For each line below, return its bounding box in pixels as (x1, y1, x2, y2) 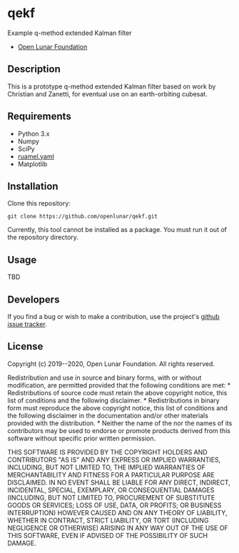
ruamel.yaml (17, 152, 55, 161)
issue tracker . (7, 320, 48, 328)
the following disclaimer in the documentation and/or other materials (7, 411, 209, 420)
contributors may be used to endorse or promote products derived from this (7, 426, 230, 435)
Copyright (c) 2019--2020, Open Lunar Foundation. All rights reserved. (7, 359, 215, 368)
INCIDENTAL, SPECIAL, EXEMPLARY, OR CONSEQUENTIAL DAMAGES (7, 485, 215, 494)
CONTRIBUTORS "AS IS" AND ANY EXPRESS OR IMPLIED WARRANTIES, (7, 455, 221, 464)
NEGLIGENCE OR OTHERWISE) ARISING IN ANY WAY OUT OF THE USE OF (7, 523, 228, 532)
